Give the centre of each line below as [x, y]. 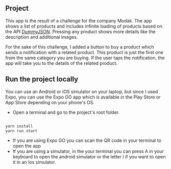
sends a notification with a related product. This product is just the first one [84, 52]
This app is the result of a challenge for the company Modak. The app [79, 20]
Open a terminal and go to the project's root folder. [66, 112]
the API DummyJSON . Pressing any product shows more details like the [80, 31]
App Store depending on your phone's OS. [50, 102]
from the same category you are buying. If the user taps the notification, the [85, 58]
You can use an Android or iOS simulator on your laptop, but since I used [82, 91]
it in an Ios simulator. [34, 162]
